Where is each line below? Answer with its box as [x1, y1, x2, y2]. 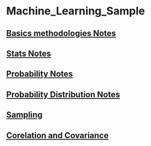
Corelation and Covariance [6, 130, 109, 141]
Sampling [6, 110, 43, 120]
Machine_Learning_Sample [6, 4, 146, 18]
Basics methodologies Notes [6, 28, 116, 38]
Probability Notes [6, 69, 73, 79]
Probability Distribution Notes [6, 89, 120, 100]
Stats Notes [6, 48, 51, 58]
